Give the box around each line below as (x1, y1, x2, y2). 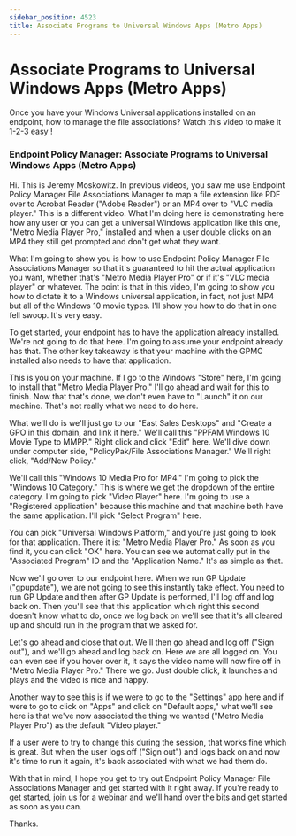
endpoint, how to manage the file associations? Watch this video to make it (9, 117, 281, 128)
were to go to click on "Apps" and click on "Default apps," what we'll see (9, 701, 274, 711)
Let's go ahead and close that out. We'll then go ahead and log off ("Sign (9, 637, 275, 647)
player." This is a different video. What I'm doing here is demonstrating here (9, 207, 285, 218)
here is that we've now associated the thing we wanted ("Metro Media (9, 710, 264, 721)
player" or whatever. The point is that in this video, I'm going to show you (9, 281, 276, 292)
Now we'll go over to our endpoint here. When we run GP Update (9, 572, 246, 583)
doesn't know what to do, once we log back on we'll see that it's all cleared (9, 610, 283, 621)
